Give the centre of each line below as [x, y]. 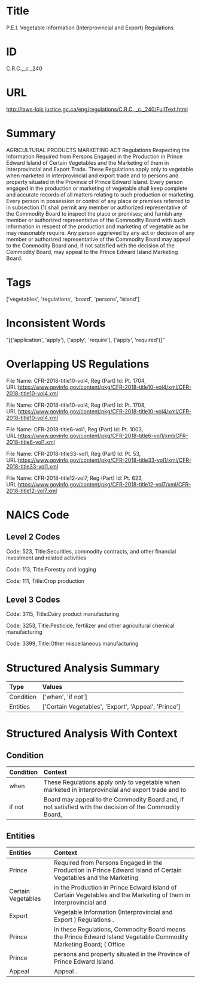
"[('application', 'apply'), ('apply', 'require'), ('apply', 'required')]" [86, 340]
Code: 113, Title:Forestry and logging [51, 569]
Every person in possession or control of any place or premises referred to [98, 201]
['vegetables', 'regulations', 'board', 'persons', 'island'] [73, 299]
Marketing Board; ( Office [89, 945]
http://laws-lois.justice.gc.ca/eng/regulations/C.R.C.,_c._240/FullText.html [97, 109]
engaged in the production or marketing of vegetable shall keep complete [97, 188]
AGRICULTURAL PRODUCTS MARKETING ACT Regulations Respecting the [98, 150]
